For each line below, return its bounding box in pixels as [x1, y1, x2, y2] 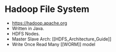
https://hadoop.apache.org [11, 20, 68, 26]
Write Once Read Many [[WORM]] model [11, 41, 96, 47]
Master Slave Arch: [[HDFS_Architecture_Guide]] [11, 36, 112, 42]
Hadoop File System [4, 3, 90, 15]
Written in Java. [11, 25, 44, 31]
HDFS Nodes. [11, 30, 40, 36]
